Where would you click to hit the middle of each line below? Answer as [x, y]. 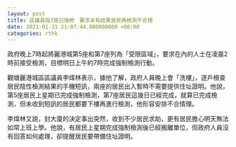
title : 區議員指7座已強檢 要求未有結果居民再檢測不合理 [80, 20]
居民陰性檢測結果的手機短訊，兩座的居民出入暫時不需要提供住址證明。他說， [118, 86]
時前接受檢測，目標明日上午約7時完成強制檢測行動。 [83, 63]
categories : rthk [33, 33]
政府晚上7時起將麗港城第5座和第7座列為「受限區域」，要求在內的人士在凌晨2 [118, 54]
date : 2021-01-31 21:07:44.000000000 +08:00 [73, 27]
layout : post [26, 14]
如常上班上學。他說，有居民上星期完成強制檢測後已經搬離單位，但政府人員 [115, 127]
